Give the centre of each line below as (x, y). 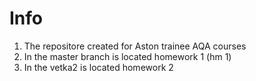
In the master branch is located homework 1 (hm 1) (127, 56)
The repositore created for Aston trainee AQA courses (135, 46)
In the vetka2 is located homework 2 (98, 67)
